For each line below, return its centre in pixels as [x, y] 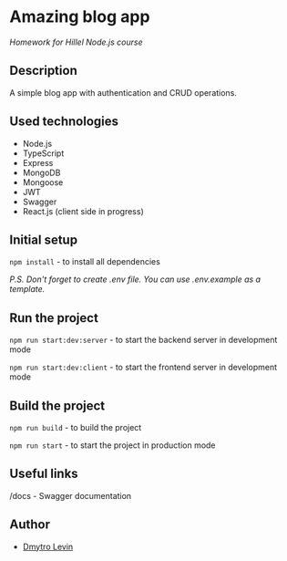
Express [38, 162]
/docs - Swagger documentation [71, 495]
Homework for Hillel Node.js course [76, 42]
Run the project [54, 318]
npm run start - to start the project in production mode [113, 445]
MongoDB [41, 172]
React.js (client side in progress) [83, 211]
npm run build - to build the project [76, 427]
